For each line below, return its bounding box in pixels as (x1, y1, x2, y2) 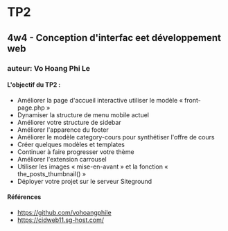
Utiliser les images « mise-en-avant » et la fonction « (17, 162, 168, 171)
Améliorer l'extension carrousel (17, 155, 107, 163)
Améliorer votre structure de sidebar (17, 118, 121, 126)
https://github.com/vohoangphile (17, 208, 112, 216)
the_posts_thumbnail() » (17, 169, 87, 178)
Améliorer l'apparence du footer (17, 126, 109, 134)
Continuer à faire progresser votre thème (17, 147, 134, 156)
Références (7, 193, 42, 201)
